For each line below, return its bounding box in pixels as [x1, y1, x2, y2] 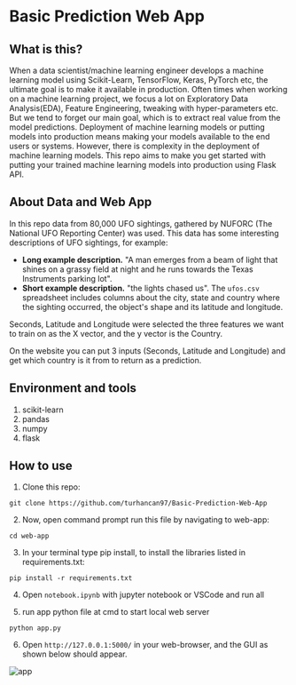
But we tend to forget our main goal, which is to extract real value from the [9, 113, 281, 123]
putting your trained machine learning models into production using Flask [9, 160, 277, 170]
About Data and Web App [9, 195, 152, 210]
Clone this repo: [21, 482, 81, 492]
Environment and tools [9, 380, 137, 396]
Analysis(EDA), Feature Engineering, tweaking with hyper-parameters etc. [9, 103, 279, 113]
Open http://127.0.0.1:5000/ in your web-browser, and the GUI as [21, 640, 269, 650]
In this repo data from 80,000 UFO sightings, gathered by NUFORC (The [9, 218, 273, 228]
